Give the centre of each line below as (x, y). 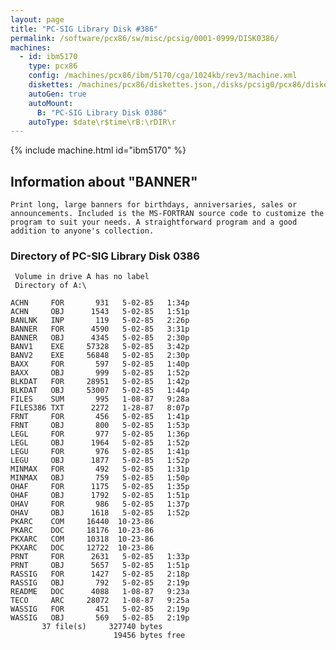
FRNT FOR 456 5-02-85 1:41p (100, 417)
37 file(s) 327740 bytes (102, 627)
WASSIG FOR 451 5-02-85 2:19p (100, 609)
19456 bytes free (149, 636)
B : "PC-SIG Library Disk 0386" (102, 112)
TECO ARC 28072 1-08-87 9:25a (100, 601)
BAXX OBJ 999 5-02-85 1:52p (100, 373)
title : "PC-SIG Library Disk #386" (84, 29)
